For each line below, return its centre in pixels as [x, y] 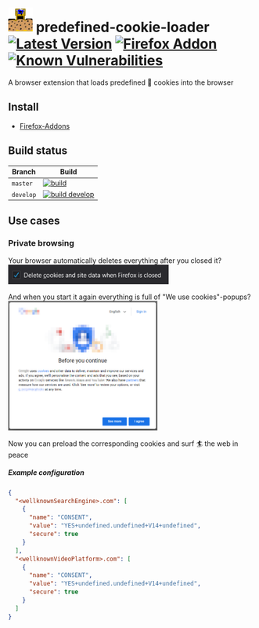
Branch [24, 172]
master [22, 184]
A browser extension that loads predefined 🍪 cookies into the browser [121, 82]
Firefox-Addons [45, 126]
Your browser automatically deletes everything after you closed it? [115, 260]
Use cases [34, 221]
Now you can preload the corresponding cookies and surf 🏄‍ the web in [123, 444]
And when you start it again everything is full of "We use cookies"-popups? [129, 297]
